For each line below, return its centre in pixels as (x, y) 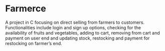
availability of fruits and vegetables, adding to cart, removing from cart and (83, 33)
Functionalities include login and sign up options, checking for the (73, 27)
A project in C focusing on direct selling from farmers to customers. (75, 22)
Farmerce (26, 9)
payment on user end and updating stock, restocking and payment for (77, 38)
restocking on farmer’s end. (34, 43)
